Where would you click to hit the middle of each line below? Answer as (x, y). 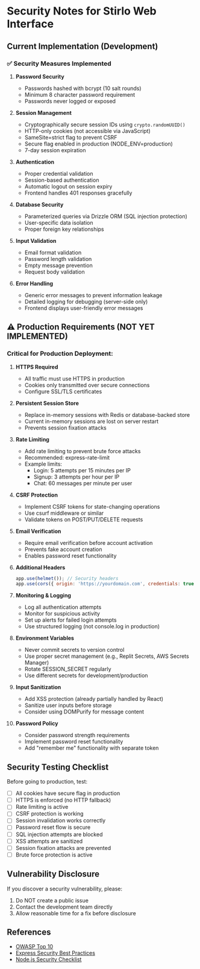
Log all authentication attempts (63, 607)
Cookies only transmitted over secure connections (87, 385)
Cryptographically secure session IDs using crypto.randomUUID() (105, 124)
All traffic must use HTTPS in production (75, 378)
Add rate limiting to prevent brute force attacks (83, 451)
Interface (30, 24)
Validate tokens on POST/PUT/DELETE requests (84, 519)
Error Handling (34, 283)
